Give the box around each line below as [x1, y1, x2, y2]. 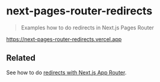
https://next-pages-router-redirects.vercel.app [6, 35, 122, 42]
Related [6, 53, 36, 63]
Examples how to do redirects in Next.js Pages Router [20, 24, 155, 31]
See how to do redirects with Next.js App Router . [6, 69, 127, 76]
